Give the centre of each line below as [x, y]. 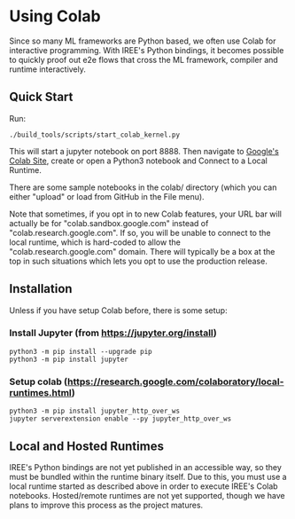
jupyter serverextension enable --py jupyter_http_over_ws [120, 419]
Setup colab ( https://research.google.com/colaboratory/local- [147, 381]
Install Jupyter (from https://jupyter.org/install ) [113, 333]
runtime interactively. [48, 69]
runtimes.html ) [42, 392]
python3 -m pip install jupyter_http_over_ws [94, 411]
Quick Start [41, 97]
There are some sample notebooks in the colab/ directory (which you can [143, 187]
